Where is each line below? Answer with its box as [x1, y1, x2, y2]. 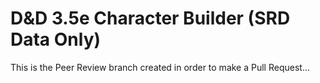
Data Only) [10, 28, 102, 51]
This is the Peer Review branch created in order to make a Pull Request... [10, 61, 310, 73]
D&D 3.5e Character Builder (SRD [10, 7, 291, 30]
